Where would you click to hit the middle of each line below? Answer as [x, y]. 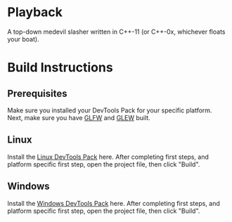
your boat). [24, 39]
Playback [35, 12]
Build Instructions [60, 68]
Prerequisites [37, 93]
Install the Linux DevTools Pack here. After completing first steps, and [108, 157]
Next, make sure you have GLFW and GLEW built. [79, 117]
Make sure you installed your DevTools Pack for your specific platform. [110, 110]
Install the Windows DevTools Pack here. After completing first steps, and [114, 203]
